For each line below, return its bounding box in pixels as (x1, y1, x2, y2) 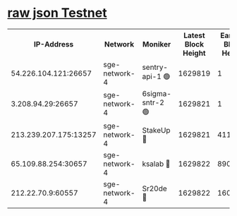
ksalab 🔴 (142, 159, 171, 169)
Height (182, 48, 206, 58)
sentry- (142, 62, 168, 72)
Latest (183, 30, 206, 40)
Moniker (142, 39, 171, 49)
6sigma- (142, 88, 171, 98)
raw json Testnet (7, 5, 107, 21)
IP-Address (33, 39, 74, 49)
